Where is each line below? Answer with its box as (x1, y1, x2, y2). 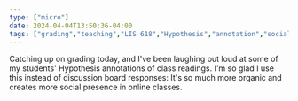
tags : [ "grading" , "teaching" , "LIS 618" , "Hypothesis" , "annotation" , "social (9, 29, 292, 38)
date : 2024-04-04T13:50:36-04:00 (9, 21, 133, 30)
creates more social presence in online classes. (9, 82, 184, 93)
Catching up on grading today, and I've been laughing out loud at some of (9, 54, 278, 65)
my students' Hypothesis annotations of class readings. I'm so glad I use (9, 63, 275, 74)
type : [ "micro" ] (9, 12, 69, 22)
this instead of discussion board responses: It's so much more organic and (9, 73, 282, 83)
